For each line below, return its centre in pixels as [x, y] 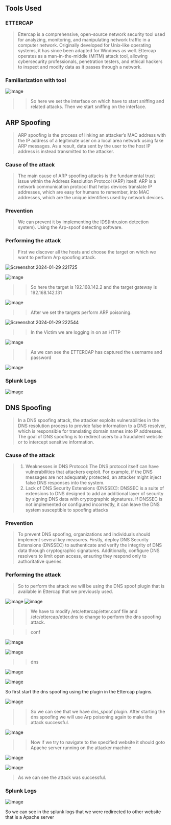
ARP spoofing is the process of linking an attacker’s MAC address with [92, 135]
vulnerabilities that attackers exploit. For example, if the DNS [89, 472]
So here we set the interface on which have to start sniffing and [97, 101]
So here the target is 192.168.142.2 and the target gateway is [94, 287]
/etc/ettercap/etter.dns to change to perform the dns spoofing [96, 617]
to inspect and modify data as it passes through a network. [80, 67]
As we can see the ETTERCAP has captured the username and [96, 352]
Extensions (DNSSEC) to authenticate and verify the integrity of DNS [90, 545]
